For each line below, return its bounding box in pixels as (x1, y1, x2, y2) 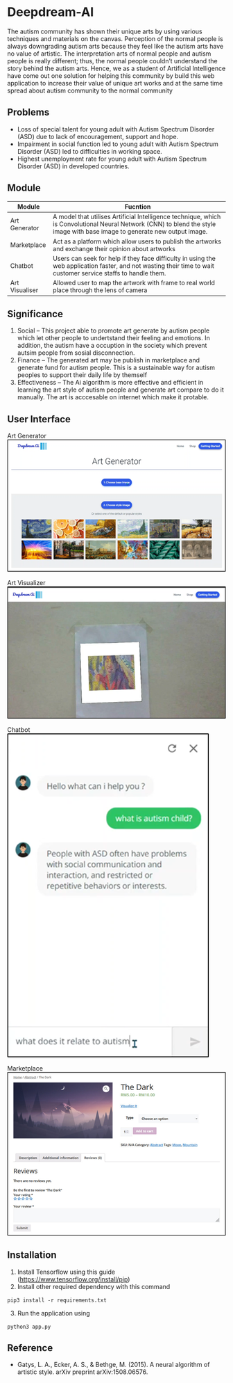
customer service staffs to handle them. (53, 269, 166, 277)
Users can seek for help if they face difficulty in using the (53, 254, 216, 262)
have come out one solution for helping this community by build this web (7, 71, 215, 80)
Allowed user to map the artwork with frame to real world (53, 279, 215, 287)
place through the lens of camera (53, 286, 148, 294)
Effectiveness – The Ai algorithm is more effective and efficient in (17, 378, 204, 387)
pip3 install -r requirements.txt (7, 1297, 107, 1304)
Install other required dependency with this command (17, 1282, 171, 1290)
